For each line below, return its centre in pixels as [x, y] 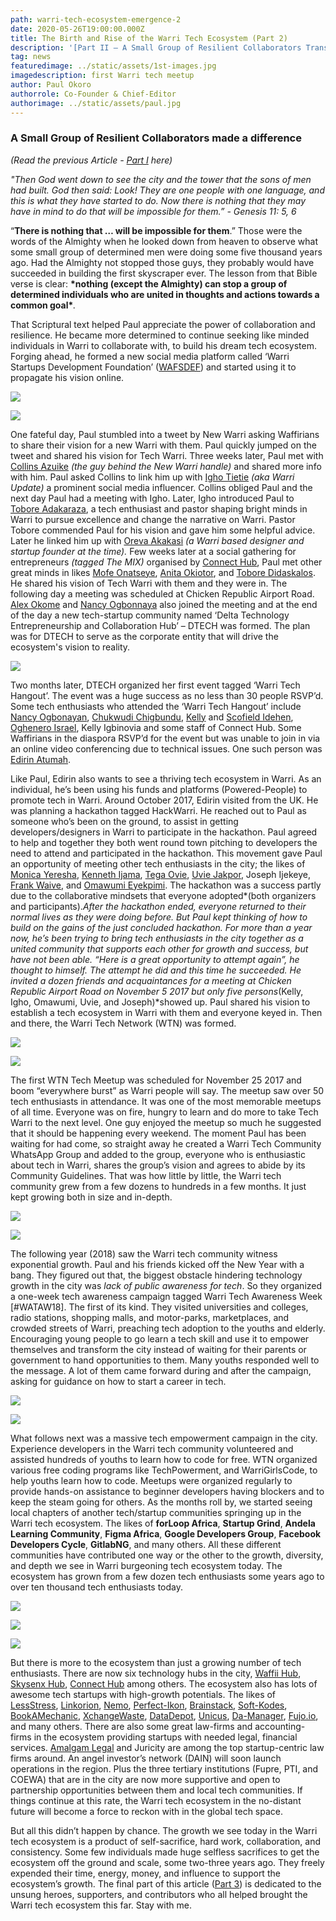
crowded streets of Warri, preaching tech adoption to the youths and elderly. [168, 1328]
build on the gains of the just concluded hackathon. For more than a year [161, 927]
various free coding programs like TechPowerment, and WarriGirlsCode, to [164, 1470]
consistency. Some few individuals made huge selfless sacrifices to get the [165, 1852]
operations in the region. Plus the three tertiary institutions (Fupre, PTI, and [164, 1768]
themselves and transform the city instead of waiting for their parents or [158, 1349]
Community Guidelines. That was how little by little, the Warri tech [146, 1175]
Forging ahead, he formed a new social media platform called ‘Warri [150, 356]
